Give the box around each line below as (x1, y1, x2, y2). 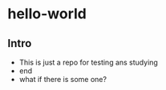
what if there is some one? (18, 75, 107, 84)
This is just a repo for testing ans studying (18, 57, 158, 67)
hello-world (7, 5, 87, 23)
